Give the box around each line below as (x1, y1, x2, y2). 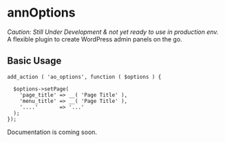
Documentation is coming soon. (7, 128, 98, 136)
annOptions (7, 5, 76, 21)
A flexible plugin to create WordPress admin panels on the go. (7, 35, 182, 43)
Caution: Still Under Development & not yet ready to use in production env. (7, 28, 219, 36)
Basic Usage (7, 55, 62, 67)
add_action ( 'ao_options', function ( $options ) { (7, 73, 162, 80)
